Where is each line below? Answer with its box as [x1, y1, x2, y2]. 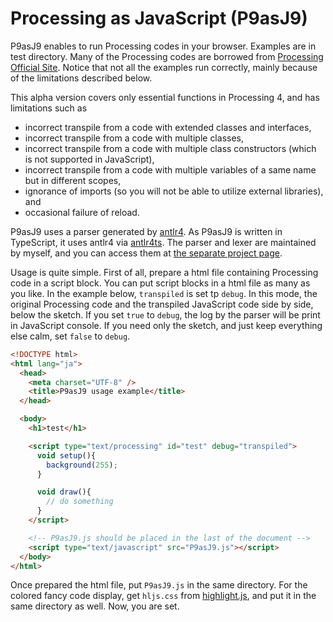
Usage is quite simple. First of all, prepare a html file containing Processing [10, 266, 319, 278]
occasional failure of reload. [24, 206, 140, 218]
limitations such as [10, 102, 88, 114]
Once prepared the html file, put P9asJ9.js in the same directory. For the [10, 579, 308, 591]
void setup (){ [36, 450, 97, 461]
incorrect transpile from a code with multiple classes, [24, 132, 244, 144]
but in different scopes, [24, 174, 122, 186]
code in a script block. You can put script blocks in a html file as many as [10, 277, 311, 289]
